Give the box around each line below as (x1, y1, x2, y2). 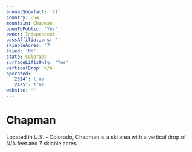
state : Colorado (6, 54, 47, 60)
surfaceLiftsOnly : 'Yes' (6, 59, 69, 65)
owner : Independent (6, 31, 56, 37)
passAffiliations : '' (6, 37, 61, 43)
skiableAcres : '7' (6, 43, 53, 49)
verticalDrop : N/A (6, 65, 53, 71)
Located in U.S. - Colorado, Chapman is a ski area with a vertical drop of (6, 133, 187, 141)
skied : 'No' (6, 48, 36, 54)
